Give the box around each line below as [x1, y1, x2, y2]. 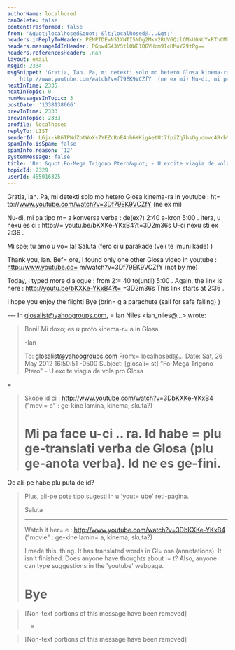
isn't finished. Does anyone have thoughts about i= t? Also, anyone [24, 554, 218, 562]
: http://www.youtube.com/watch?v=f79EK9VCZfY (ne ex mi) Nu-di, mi [13, 75, 220, 83]
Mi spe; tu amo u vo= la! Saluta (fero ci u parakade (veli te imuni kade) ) [7, 242, 213, 250]
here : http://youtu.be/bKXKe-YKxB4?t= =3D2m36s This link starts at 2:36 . [7, 284, 225, 292]
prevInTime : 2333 [7, 108, 58, 115]
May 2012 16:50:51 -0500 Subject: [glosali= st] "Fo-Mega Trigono [24, 359, 213, 368]
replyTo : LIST [7, 127, 49, 134]
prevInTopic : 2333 [7, 114, 61, 121]
